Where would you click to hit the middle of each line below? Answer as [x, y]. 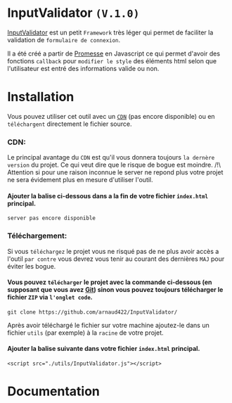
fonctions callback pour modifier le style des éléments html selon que [112, 60]
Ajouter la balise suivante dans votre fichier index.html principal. [104, 349]
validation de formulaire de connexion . [64, 39]
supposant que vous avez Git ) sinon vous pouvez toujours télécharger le [115, 290]
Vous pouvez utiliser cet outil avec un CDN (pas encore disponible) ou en [111, 116]
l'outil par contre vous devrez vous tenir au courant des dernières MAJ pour [116, 259]
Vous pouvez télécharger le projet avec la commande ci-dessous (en [110, 282]
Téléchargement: [37, 236]
